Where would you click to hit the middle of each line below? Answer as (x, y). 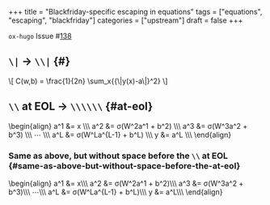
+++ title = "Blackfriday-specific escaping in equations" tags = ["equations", (135, 12)
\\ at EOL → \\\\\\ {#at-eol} (81, 107)
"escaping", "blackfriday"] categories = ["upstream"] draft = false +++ (126, 20)
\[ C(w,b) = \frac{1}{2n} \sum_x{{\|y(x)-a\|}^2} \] (88, 81)
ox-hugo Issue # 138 (40, 36)
